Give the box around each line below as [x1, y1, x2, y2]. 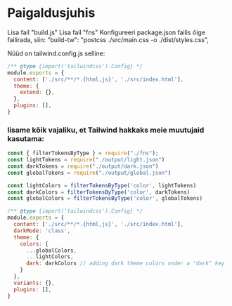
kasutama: [7, 133, 44, 143]
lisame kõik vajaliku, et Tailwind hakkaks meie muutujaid [7, 125, 205, 135]
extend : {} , [20, 89, 55, 96]
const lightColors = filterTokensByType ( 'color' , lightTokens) [7, 182, 197, 189]
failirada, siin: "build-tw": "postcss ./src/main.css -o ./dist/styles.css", [7, 35, 210, 44]
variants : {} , [13, 279, 55, 286]
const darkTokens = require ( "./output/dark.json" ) [7, 163, 159, 170]
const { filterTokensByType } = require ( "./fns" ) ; [7, 149, 159, 157]
